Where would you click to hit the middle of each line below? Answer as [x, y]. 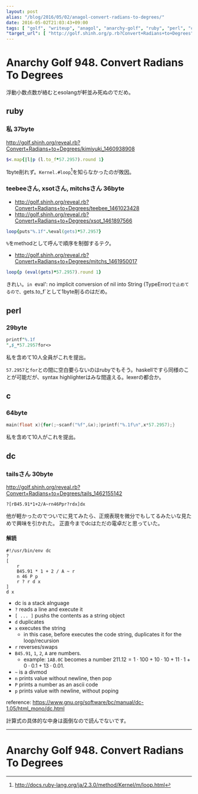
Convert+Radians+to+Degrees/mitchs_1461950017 [76, 262]
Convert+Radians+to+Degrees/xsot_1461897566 [73, 220]
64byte [17, 413]
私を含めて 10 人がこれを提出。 [42, 437]
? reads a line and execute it [49, 609]
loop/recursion [41, 641]
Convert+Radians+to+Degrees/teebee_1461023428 [77, 208]
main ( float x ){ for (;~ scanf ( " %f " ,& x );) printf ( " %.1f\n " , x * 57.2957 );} [91, 425]
